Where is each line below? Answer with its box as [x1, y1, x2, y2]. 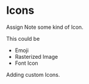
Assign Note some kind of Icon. [6, 23, 84, 31]
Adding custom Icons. [6, 71, 60, 78]
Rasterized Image [14, 53, 59, 60]
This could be [6, 35, 40, 42]
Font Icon [14, 59, 39, 67]
